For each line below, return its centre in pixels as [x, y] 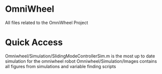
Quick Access [34, 42]
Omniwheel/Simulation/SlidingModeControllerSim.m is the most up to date [80, 56]
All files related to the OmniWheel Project [47, 23]
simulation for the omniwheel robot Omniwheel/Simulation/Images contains [81, 61]
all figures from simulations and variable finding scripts [61, 66]
